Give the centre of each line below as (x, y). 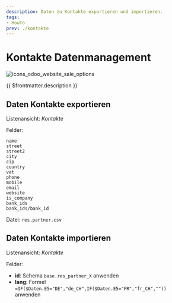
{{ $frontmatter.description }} (42, 86)
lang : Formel (30, 282)
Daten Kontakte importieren (59, 238)
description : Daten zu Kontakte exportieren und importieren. (85, 12)
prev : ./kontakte (28, 28)
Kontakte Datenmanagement (79, 58)
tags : (13, 17)
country (16, 167)
